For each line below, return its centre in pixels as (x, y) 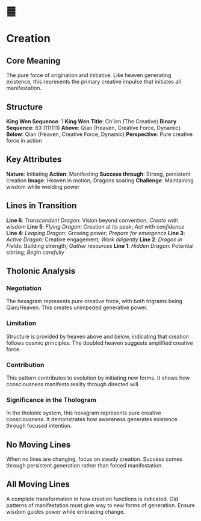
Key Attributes (34, 160)
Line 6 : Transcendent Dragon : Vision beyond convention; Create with (92, 220)
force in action (24, 140)
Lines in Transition (42, 206)
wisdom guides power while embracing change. (66, 511)
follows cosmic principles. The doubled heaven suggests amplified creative (100, 343)
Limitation (21, 323)
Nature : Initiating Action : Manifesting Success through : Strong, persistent (98, 174)
